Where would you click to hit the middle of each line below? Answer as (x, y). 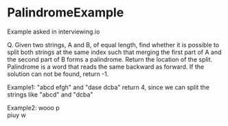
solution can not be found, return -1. (58, 74)
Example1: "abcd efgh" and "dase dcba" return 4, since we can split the (108, 87)
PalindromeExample (66, 13)
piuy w (16, 115)
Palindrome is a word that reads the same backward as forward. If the (106, 66)
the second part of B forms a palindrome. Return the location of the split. (110, 59)
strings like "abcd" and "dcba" (50, 94)
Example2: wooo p (33, 108)
